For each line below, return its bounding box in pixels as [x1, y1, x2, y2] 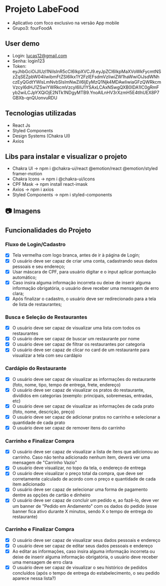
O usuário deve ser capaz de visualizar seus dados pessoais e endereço [12, 537, 161, 543]
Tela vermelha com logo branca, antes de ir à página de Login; [12, 252, 140, 258]
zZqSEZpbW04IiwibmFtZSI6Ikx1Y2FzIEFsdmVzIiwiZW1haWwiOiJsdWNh [12, 73, 160, 80]
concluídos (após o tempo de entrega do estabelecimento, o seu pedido [12, 570, 160, 576]
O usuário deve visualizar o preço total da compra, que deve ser [12, 471, 144, 477]
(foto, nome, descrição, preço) [12, 409, 75, 415]
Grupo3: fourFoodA [12, 25, 53, 31]
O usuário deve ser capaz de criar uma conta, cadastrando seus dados [12, 258, 158, 264]
